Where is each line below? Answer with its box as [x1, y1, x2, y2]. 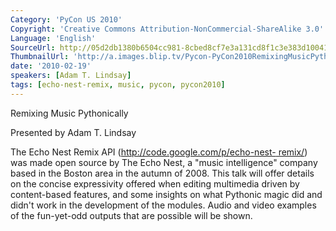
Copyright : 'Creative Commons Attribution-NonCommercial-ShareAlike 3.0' [10, 24, 325, 34]
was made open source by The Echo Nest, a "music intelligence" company [10, 156, 318, 168]
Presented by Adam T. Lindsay [10, 126, 137, 138]
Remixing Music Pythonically [10, 107, 129, 119]
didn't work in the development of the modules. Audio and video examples [10, 199, 317, 211]
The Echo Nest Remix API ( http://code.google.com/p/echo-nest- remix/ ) [10, 146, 308, 158]
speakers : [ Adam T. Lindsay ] [10, 71, 132, 81]
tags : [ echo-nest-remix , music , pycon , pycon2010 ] [10, 80, 226, 90]
